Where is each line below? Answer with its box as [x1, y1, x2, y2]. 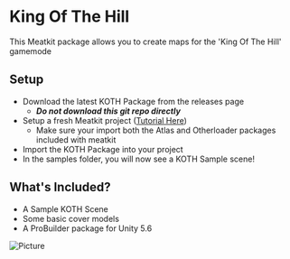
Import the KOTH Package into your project [22, 143, 183, 154]
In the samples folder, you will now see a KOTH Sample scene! [22, 153, 256, 164]
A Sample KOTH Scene [22, 203, 108, 214]
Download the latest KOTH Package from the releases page [22, 96, 245, 106]
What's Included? [9, 180, 111, 195]
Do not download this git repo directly [35, 106, 181, 116]
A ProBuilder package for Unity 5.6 [22, 223, 153, 234]
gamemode [9, 45, 52, 56]
